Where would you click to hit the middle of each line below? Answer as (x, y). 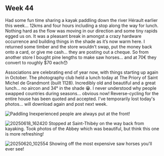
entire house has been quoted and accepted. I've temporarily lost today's (80, 99)
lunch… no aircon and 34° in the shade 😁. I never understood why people (81, 88)
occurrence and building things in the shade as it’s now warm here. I (75, 41)
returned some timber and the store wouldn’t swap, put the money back (79, 46)
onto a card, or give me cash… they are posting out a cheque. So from (77, 52)
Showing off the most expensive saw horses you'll (101, 144)
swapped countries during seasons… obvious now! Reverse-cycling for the (82, 93)
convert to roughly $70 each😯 (37, 62)
